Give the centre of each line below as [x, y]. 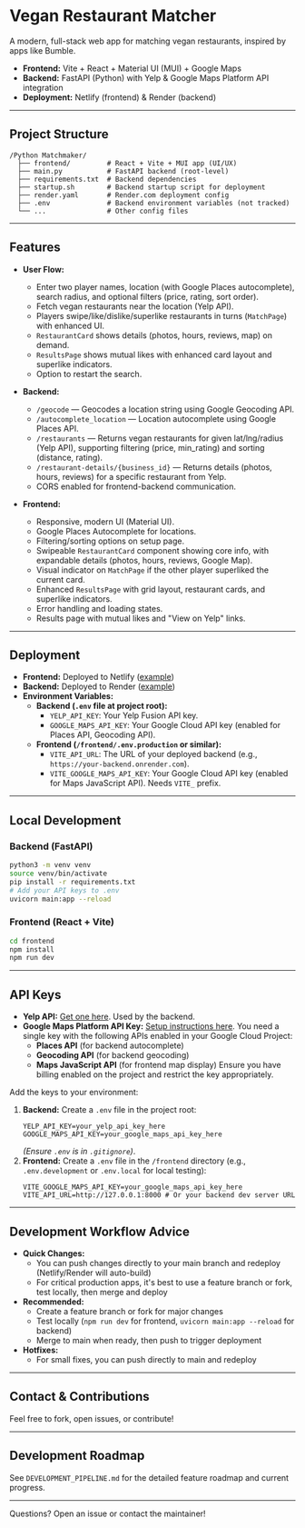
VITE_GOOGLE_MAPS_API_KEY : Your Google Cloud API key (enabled [169, 774]
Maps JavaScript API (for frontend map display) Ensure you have [158, 1065]
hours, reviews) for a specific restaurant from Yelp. [131, 476]
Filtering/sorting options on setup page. [110, 541]
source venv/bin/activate [58, 874]
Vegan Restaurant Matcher [113, 16]
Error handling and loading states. [99, 608]
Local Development [65, 820]
